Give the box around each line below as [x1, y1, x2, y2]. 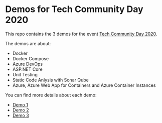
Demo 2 [12, 107, 29, 113]
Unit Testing [12, 71, 38, 77]
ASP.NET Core [12, 66, 43, 72]
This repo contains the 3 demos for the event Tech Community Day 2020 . [5, 31, 157, 37]
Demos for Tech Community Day [5, 4, 144, 15]
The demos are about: [5, 40, 51, 46]
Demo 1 [12, 101, 29, 107]
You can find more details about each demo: [5, 92, 97, 98]
